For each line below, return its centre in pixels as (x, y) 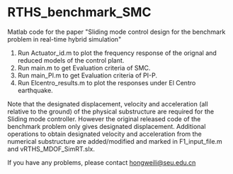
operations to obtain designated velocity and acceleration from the (104, 134)
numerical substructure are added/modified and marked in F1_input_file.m (115, 141)
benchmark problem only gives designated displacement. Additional (107, 126)
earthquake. (35, 90)
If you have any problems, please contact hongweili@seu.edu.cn (102, 162)
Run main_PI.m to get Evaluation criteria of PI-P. (87, 75)
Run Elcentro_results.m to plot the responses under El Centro (107, 82)
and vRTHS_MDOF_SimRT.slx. (51, 149)
